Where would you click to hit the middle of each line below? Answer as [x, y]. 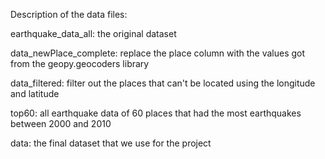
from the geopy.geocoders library [80, 63]
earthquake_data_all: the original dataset [93, 33]
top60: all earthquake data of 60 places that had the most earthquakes [156, 113]
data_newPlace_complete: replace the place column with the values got [158, 53]
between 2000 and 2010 [61, 123]
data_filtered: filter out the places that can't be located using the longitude [163, 83]
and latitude [35, 93]
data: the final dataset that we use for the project [111, 143]
